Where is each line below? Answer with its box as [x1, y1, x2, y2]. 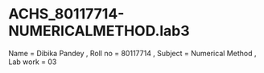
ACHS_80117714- [8, 5, 125, 23]
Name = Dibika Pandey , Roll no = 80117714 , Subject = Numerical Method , [8, 48, 257, 58]
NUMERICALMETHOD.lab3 [8, 22, 191, 40]
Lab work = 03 [8, 57, 57, 67]
